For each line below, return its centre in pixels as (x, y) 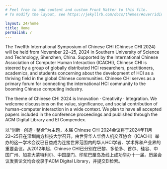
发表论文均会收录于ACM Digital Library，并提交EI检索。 (66, 161)
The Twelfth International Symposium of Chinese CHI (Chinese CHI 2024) (81, 47)
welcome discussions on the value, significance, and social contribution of (82, 104)
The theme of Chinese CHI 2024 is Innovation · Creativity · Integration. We (81, 99)
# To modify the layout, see (35, 14)
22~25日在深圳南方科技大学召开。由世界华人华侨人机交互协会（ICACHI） (80, 136)
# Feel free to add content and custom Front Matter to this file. (77, 10)
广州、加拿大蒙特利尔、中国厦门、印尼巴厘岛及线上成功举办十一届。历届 (83, 155)
